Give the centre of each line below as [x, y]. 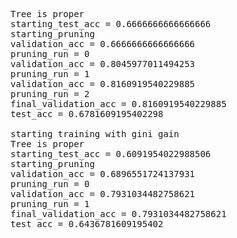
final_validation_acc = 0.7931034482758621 [118, 214]
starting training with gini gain [95, 134]
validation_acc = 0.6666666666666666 [103, 44]
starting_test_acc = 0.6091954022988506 [111, 154]
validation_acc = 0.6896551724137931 [103, 174]
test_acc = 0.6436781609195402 [87, 224]
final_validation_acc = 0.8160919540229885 [118, 104]
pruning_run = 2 [50, 94]
